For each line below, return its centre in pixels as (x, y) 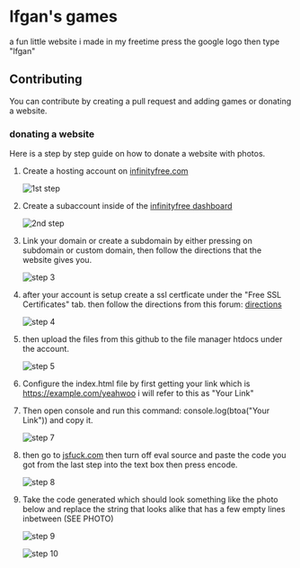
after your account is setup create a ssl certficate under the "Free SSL (152, 295)
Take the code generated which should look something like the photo (150, 500)
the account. (46, 349)
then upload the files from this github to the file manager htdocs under (152, 339)
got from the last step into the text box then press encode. (130, 464)
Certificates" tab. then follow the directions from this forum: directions (152, 304)
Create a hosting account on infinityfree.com (105, 171)
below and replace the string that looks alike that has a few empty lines (154, 509)
